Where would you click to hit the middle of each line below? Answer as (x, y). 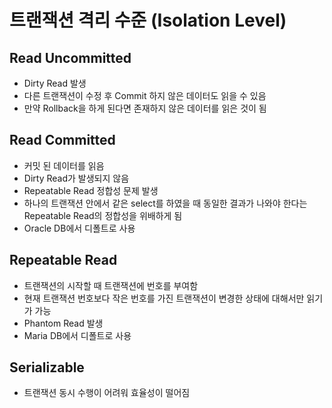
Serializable (47, 367)
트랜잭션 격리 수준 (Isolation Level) (148, 20)
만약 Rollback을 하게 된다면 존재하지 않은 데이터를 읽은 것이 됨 (145, 108)
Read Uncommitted (70, 57)
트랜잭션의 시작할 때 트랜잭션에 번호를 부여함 (111, 285)
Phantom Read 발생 (63, 323)
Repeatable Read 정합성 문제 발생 (91, 190)
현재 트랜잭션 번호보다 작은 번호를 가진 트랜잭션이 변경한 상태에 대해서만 (164, 298)
